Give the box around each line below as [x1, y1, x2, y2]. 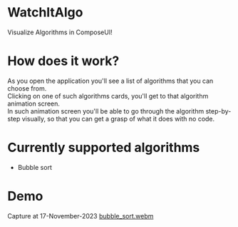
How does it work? [7, 53, 120, 69]
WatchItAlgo [7, 4, 83, 21]
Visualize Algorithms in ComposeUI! [7, 28, 113, 36]
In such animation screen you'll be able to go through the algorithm [7, 106, 205, 115]
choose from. [7, 84, 47, 93]
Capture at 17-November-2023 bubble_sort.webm [7, 211, 154, 220]
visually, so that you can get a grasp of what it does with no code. [21, 114, 215, 123]
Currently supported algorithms [7, 140, 200, 156]
